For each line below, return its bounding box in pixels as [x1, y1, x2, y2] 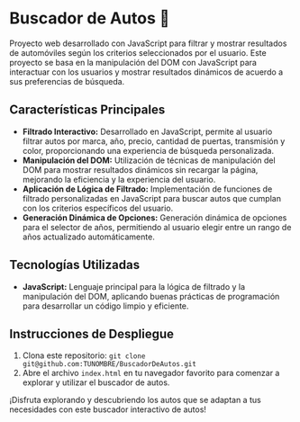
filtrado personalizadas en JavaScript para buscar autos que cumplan [22, 193, 282, 203]
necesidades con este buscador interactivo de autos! [9, 404, 207, 415]
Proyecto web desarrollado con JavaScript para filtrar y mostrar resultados [9, 38, 287, 49]
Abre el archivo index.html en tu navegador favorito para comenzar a [22, 368, 280, 379]
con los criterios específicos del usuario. [22, 202, 174, 213]
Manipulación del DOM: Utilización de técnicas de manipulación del [22, 155, 277, 166]
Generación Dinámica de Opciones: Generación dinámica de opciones [22, 211, 287, 223]
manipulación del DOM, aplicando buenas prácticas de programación [22, 291, 280, 301]
